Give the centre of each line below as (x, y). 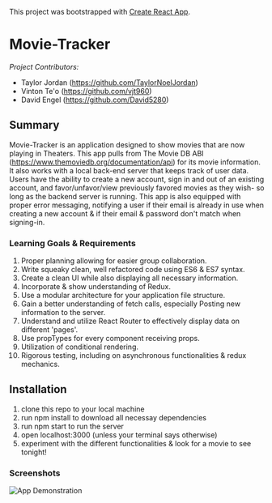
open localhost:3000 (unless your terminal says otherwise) (119, 435)
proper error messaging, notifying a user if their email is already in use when (137, 205)
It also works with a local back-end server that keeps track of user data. (129, 170)
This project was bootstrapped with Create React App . (100, 12)
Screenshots (35, 473)
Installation (38, 389)
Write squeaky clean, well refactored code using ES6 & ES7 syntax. (133, 270)
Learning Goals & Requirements (72, 243)
